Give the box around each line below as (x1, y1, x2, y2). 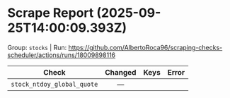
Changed (105, 67, 137, 77)
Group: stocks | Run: (7, 43, 67, 51)
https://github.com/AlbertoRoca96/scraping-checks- (68, 43, 223, 51)
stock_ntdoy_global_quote (11, 80, 98, 88)
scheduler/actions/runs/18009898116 (7, 51, 116, 59)
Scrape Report (7, 5, 94, 21)
